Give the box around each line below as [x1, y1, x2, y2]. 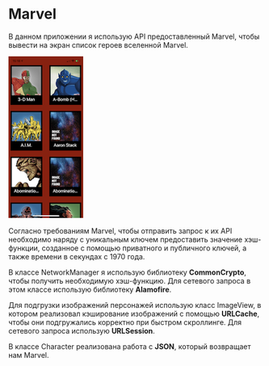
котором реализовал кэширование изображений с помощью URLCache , [8, 309, 260, 318]
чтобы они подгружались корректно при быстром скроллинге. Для [8, 317, 242, 327]
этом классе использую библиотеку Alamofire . [8, 284, 172, 294]
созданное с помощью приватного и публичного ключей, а [41, 243, 247, 253]
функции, [8, 243, 40, 253]
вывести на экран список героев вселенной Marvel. [8, 40, 188, 49]
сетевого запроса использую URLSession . [8, 326, 155, 335]
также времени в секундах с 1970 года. [8, 251, 145, 261]
